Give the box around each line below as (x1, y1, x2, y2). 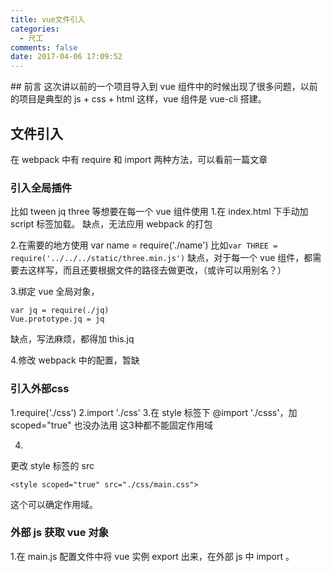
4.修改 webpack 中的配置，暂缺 (10, 354, 140, 366)
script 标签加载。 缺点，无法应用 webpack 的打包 (10, 218, 213, 230)
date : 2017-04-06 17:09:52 (10, 52, 123, 62)
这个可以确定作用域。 (10, 498, 98, 510)
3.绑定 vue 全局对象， (10, 286, 100, 298)
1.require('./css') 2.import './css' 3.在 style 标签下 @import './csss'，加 (10, 406, 298, 418)
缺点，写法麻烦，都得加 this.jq (10, 333, 135, 345)
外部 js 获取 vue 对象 (10, 526, 109, 540)
